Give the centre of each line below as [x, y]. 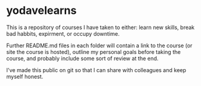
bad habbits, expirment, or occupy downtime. [63, 33]
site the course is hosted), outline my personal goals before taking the [94, 51]
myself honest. [25, 76]
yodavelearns [41, 11]
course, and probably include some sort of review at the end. [82, 58]
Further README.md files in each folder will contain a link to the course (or [99, 45]
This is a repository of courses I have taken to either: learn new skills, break [100, 27]
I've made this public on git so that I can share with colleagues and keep [96, 70]
